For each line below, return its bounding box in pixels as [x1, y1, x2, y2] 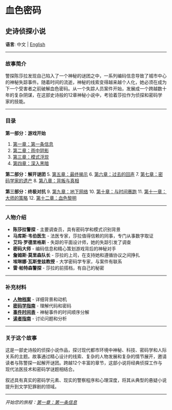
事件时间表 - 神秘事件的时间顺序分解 [12, 309, 90, 316]
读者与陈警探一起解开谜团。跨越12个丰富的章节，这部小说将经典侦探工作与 [5, 360, 163, 366]
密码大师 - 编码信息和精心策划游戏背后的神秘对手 [12, 245, 117, 251]
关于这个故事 [5, 335, 37, 342]
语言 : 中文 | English [5, 42, 46, 47]
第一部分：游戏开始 [5, 130, 46, 136]
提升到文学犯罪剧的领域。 [5, 383, 59, 390]
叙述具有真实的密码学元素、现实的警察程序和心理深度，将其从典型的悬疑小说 [5, 377, 167, 383]
